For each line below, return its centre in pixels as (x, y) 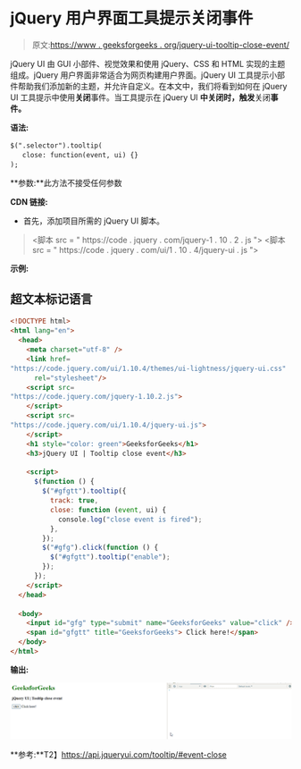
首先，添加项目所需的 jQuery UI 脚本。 (93, 221)
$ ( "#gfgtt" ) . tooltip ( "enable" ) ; (110, 557)
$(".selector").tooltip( (56, 145)
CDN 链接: (29, 201)
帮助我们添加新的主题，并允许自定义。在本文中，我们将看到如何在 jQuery (152, 86)
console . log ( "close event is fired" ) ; (130, 520)
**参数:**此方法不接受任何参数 (67, 182)
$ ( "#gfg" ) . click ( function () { (100, 548)
